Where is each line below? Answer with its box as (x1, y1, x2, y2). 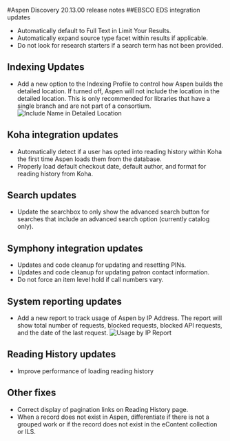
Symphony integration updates (7, 242, 143, 254)
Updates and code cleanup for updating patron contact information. (17, 268, 210, 276)
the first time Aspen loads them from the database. (17, 155, 162, 163)
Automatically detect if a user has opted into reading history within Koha (17, 147, 222, 156)
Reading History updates (7, 348, 116, 360)
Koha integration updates (7, 129, 118, 141)
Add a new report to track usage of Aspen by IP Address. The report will (17, 314, 222, 322)
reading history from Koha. (17, 169, 94, 178)
